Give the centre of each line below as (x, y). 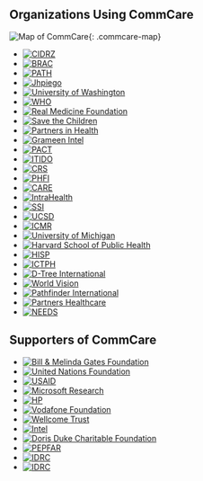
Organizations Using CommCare (101, 15)
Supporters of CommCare (83, 340)
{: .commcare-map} (125, 36)
